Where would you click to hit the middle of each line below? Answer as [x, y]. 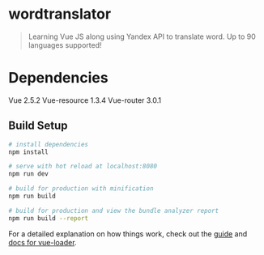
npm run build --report [49, 218]
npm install [28, 152]
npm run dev [28, 174]
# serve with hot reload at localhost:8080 [83, 167]
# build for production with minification [81, 189]
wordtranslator [60, 14]
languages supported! [65, 45]
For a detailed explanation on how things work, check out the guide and [128, 234]
